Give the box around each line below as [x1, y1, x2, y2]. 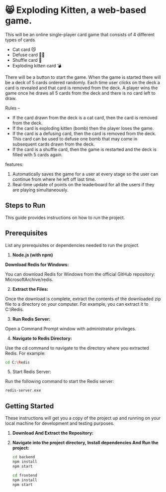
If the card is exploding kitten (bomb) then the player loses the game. [12, 125, 154, 131]
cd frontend [12, 473, 37, 478]
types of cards [5, 37, 35, 43]
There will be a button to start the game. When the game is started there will [5, 74, 161, 80]
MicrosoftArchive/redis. [5, 276, 54, 282]
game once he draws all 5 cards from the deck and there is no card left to [5, 90, 156, 96]
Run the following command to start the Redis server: [5, 378, 114, 384]
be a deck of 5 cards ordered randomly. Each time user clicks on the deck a [5, 79, 161, 85]
